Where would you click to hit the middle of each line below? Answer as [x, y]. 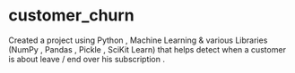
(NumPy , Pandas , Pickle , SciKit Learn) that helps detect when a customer [147, 49]
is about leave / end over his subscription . [87, 59]
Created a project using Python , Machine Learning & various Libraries [138, 40]
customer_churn [72, 16]
